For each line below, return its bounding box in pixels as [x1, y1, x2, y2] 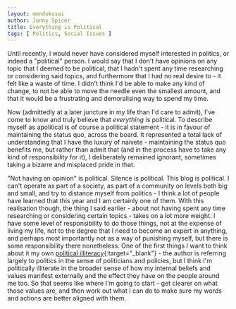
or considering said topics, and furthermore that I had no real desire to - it [7, 72, 222, 80]
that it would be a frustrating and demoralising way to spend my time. [7, 95, 209, 103]
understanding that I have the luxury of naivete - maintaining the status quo [7, 138, 227, 147]
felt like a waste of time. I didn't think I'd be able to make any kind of [7, 79, 205, 88]
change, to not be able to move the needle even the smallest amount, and [7, 87, 221, 95]
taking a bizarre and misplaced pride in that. [7, 160, 135, 169]
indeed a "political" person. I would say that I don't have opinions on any [7, 57, 218, 66]
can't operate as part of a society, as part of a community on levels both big [7, 181, 228, 190]
